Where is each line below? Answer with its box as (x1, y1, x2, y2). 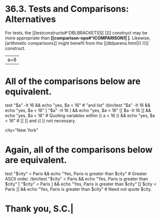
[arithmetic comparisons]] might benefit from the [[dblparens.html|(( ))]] (5, 40, 149, 46)
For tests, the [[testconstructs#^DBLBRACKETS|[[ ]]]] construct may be (5, 30, 148, 36)
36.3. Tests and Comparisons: (5, 3, 129, 15)
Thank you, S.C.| (5, 203, 74, 214)
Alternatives (5, 14, 56, 25)
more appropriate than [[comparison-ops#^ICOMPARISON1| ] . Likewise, (5, 35, 151, 41)
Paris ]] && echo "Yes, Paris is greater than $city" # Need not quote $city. (5, 186, 152, 192)
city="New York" (5, 127, 39, 133)
